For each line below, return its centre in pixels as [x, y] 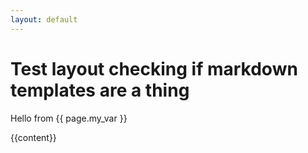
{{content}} [33, 137]
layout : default [44, 19]
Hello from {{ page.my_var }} [69, 118]
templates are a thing [100, 90]
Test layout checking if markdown [154, 68]
